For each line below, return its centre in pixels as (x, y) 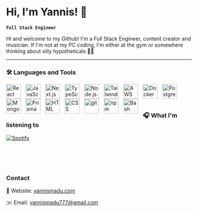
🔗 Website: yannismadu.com (41, 191)
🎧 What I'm (160, 115)
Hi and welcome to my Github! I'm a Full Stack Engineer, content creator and (99, 38)
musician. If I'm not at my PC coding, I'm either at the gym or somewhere (95, 45)
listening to (23, 125)
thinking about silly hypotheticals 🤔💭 (50, 51)
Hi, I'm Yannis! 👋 (47, 12)
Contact (18, 178)
